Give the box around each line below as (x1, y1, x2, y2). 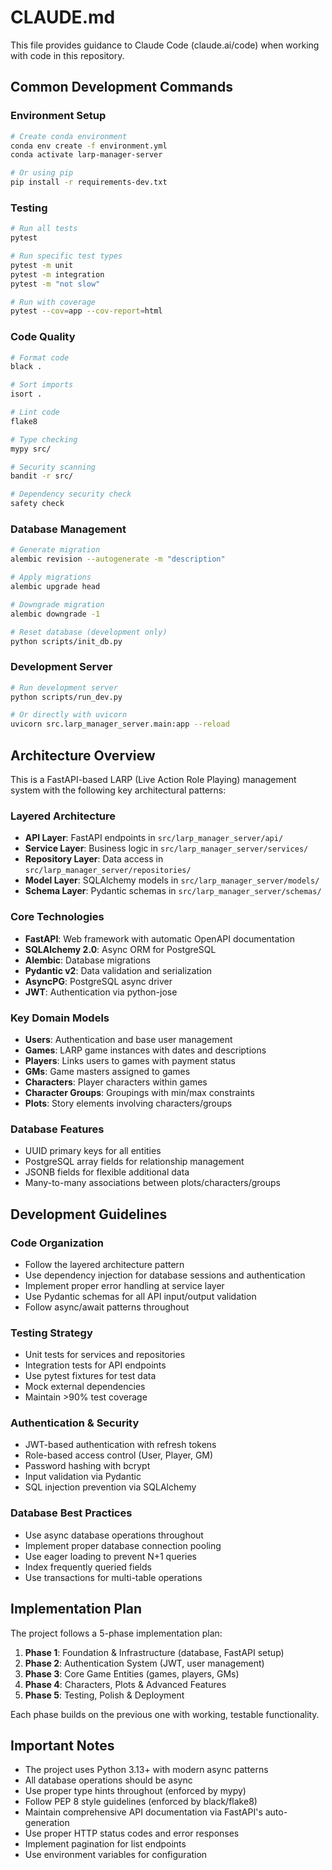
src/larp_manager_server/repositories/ (24, 866, 192, 876)
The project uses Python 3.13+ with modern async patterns (24, 1764, 269, 1776)
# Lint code (10, 407, 60, 418)
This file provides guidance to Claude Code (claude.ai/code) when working (10, 39, 320, 51)
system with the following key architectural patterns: (10, 784, 227, 796)
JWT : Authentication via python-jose (24, 986, 178, 998)
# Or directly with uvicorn (10, 710, 128, 720)
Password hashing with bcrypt (24, 1460, 151, 1472)
